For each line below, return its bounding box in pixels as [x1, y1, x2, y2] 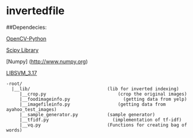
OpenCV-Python [6, 35, 46, 42]
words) [6, 127, 23, 133]
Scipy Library [6, 46, 39, 54]
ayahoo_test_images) [6, 106, 58, 113]
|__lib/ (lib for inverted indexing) [11, 86, 179, 92]
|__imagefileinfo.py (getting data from [19, 101, 166, 107]
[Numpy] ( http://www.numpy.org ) [6, 58, 88, 65]
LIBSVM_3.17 [6, 69, 37, 76]
